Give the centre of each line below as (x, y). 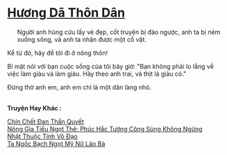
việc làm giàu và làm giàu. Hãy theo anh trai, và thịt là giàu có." (97, 74)
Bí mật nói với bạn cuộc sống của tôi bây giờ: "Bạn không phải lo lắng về (110, 66)
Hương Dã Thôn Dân (66, 13)
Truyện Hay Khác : (34, 108)
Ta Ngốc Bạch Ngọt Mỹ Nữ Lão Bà (56, 143)
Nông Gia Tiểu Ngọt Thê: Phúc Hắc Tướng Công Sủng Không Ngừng (105, 129)
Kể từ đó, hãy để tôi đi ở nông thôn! (58, 53)
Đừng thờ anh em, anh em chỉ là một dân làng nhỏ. (79, 87)
